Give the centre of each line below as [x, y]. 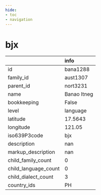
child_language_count [34, 169]
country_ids [21, 185]
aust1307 [76, 78]
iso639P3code [26, 135]
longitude [19, 127]
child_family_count [30, 160]
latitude [17, 119]
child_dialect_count [31, 177]
